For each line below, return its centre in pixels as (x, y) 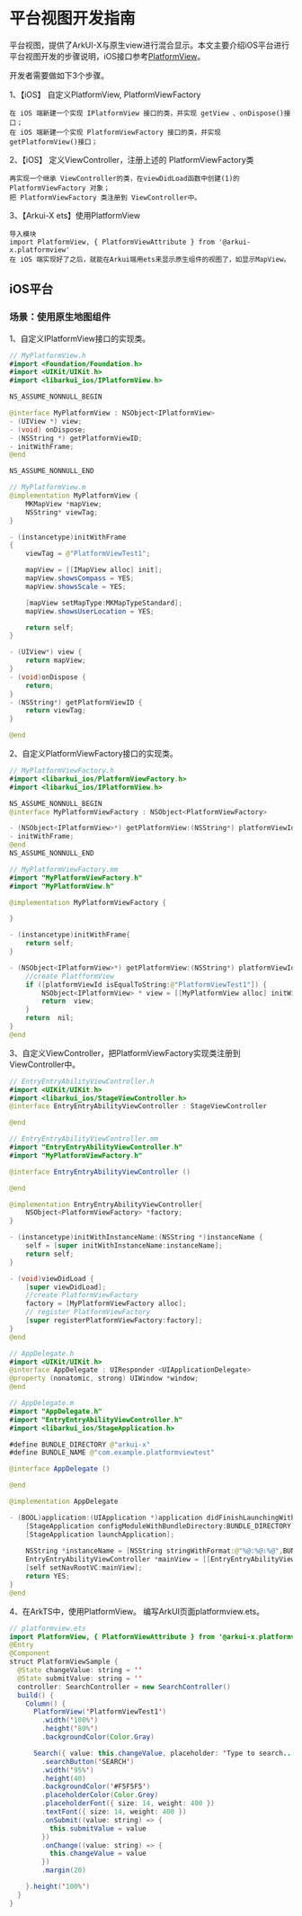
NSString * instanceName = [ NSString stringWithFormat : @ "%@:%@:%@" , (154, 1551)
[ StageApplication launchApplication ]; (100, 1535)
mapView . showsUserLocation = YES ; (90, 611)
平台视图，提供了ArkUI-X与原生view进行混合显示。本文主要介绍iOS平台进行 (150, 45)
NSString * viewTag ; (62, 512)
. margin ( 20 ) (64, 1871)
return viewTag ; (56, 711)
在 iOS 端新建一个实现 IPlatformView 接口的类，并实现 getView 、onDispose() (147, 113)
